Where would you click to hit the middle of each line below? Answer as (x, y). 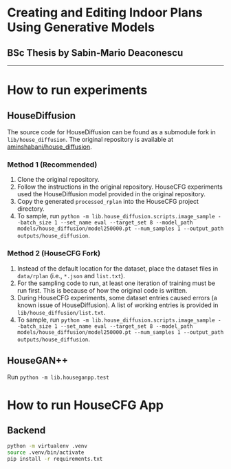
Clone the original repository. (58, 180)
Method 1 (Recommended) (52, 165)
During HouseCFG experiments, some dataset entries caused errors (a (117, 298)
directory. (31, 209)
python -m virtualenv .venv (47, 446)
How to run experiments (77, 90)
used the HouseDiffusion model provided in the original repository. (111, 194)
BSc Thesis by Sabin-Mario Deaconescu (95, 53)
